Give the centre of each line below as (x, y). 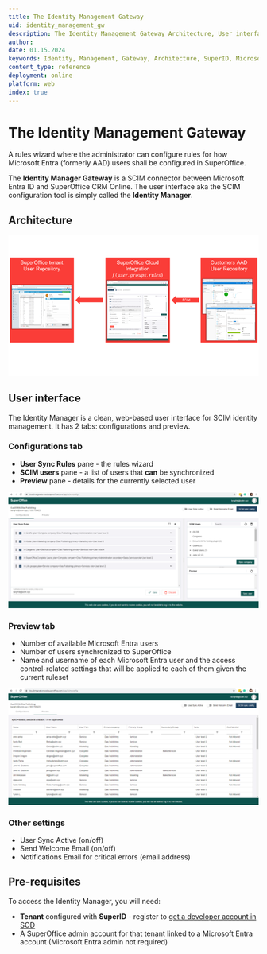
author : (21, 42)
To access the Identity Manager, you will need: (85, 901)
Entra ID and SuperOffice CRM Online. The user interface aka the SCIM (124, 187)
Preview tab (32, 626)
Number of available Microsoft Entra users (89, 643)
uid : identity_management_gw (56, 25)
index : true (28, 92)
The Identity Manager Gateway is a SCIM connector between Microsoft (126, 178)
